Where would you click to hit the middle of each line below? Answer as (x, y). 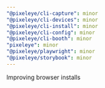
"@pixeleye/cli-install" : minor (52, 26)
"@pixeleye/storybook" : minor (49, 58)
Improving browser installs (44, 77)
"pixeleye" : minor (32, 45)
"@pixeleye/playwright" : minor (51, 52)
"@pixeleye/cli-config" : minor (51, 32)
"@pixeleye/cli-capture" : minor (52, 13)
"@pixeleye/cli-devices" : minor (52, 20)
